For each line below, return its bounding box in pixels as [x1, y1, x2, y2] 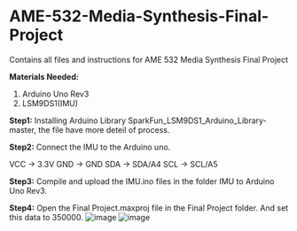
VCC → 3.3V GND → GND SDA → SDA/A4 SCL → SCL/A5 [9, 158, 219, 169]
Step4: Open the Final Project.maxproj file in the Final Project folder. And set [9, 202, 289, 213]
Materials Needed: [9, 71, 80, 81]
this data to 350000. [9, 212, 84, 222]
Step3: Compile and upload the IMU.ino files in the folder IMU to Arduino [9, 175, 275, 187]
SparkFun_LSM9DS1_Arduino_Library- [128, 115, 268, 126]
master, [9, 124, 37, 135]
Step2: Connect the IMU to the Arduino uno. [9, 142, 171, 152]
